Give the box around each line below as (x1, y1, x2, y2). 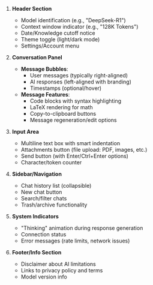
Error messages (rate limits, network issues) (20, 237, 130, 244)
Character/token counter (20, 159, 82, 166)
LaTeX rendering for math (29, 104, 93, 110)
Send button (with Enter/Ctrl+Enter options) (20, 152, 129, 160)
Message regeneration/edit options (29, 116, 117, 124)
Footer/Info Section (11, 249, 62, 256)
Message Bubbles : (20, 65, 68, 73)
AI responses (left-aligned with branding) (29, 78, 132, 85)
